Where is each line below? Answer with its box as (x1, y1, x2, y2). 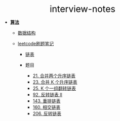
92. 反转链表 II (32, 92, 62, 97)
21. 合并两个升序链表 (32, 73, 76, 79)
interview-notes (50, 4, 115, 15)
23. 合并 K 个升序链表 (32, 79, 77, 85)
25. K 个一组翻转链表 (32, 85, 76, 91)
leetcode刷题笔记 (17, 41, 54, 46)
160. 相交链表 (32, 104, 61, 110)
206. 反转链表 (32, 110, 62, 116)
